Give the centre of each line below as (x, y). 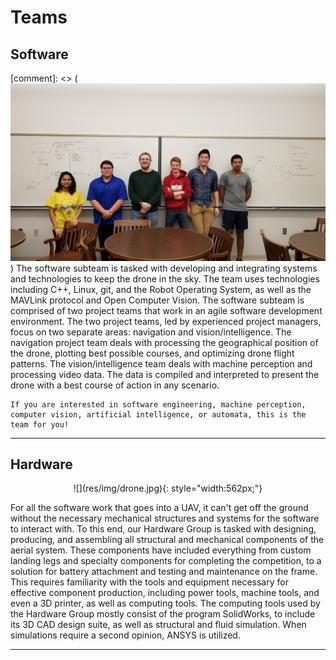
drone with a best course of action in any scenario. (115, 385)
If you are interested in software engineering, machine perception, (158, 404)
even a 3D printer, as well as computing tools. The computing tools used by (165, 603)
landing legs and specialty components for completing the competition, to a (166, 561)
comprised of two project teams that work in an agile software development (166, 310)
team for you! (40, 424)
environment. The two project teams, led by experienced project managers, (166, 321)
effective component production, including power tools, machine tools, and (165, 593)
